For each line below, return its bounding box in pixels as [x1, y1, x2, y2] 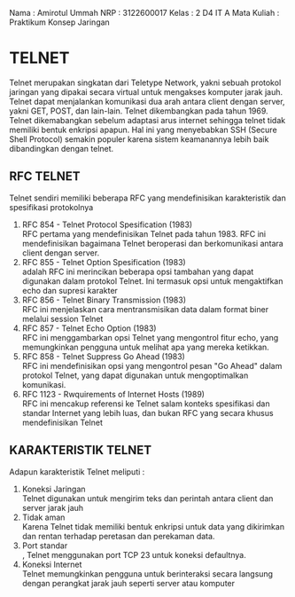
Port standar [21, 540, 68, 551]
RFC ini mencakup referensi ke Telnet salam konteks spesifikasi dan [21, 398, 270, 409]
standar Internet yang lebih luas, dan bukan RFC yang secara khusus [21, 407, 274, 418]
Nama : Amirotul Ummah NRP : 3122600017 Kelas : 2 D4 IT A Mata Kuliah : [9, 8, 280, 18]
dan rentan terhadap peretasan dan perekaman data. [21, 530, 215, 541]
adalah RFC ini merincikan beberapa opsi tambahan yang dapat [21, 266, 254, 277]
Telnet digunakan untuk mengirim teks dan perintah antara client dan [21, 492, 274, 504]
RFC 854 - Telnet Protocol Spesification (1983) [21, 219, 193, 230]
